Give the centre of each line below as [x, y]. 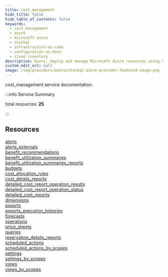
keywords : [15, 24]
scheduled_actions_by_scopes [36, 248]
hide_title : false [24, 15]
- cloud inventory [29, 56]
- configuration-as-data [35, 52]
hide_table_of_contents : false [38, 19]
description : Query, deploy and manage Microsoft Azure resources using [82, 61]
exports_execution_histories [34, 210]
